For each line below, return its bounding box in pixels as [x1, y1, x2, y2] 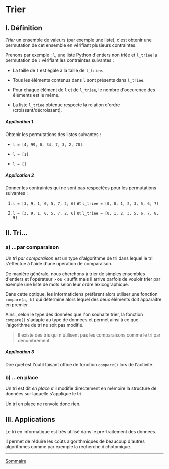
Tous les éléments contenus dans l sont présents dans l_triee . [12, 77, 145, 83]
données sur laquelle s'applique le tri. [5, 390, 83, 396]
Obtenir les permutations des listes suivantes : [5, 131, 101, 137]
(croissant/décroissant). [12, 107, 62, 113]
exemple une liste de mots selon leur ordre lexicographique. [5, 281, 129, 287]
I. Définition [5, 24, 43, 32]
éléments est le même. [12, 92, 60, 98]
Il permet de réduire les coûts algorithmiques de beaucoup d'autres [5, 438, 145, 444]
